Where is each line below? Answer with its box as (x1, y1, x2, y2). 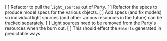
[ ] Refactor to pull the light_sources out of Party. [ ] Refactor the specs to (5, 4, 158, 10)
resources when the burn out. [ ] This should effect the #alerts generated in (5, 25, 162, 31)
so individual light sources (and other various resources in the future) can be (5, 15, 162, 20)
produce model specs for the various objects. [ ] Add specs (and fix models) (5, 9, 162, 15)
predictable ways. (5, 31, 42, 36)
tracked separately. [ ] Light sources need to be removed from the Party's (5, 20, 156, 26)
